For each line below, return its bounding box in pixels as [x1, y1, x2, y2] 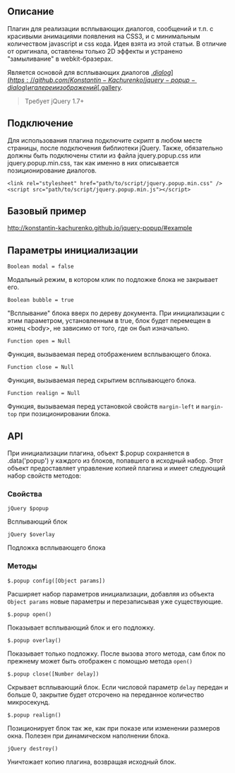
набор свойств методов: [7, 471, 81, 480]
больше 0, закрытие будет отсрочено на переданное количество [7, 690, 205, 699]
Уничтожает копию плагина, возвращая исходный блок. [7, 757, 176, 766]
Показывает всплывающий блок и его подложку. [7, 623, 155, 632]
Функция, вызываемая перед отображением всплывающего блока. [7, 350, 212, 359]
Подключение [7, 117, 74, 129]
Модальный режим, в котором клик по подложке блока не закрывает [7, 276, 219, 284]
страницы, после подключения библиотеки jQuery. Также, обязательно [7, 143, 224, 152]
